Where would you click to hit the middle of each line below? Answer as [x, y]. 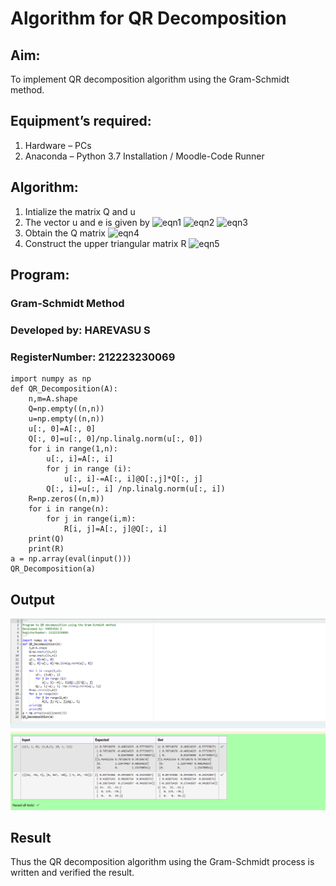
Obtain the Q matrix [65, 233]
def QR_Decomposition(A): [64, 389]
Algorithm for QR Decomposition [148, 18]
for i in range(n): [69, 509]
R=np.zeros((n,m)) [66, 499]
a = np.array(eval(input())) [71, 559]
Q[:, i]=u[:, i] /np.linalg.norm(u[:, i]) [136, 489]
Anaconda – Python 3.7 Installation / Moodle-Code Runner [144, 156]
